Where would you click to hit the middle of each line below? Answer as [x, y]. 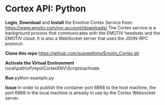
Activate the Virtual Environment [40, 63]
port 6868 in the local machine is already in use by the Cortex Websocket [80, 93]
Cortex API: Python [45, 9]
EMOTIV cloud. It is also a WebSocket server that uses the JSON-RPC [77, 38]
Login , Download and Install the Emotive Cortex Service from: [69, 22]
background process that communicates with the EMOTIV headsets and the [83, 33]
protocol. [14, 43]
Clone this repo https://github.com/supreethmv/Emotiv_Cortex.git [72, 53]
